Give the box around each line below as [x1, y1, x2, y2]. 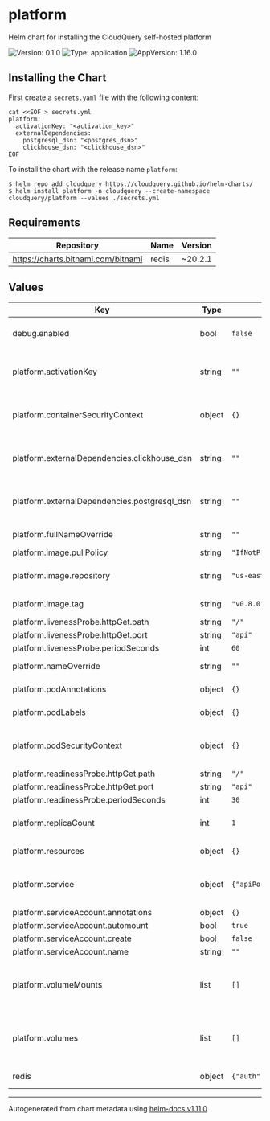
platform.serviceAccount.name [12, 946, 129, 958]
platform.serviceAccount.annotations [12, 907, 153, 918]
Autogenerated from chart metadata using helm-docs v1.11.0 [8, 1104, 207, 1114]
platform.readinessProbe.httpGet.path [12, 768, 155, 779]
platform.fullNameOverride [12, 529, 114, 540]
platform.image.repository [12, 570, 111, 581]
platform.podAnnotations [12, 684, 107, 695]
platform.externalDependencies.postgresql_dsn [12, 496, 192, 507]
